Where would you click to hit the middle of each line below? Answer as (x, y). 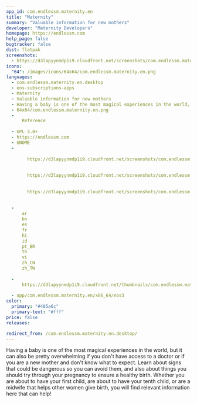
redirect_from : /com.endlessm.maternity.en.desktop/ (72, 333)
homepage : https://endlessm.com (45, 33)
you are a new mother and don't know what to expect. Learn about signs (94, 362)
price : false (22, 317)
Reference (33, 121)
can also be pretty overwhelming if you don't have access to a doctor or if (95, 357)
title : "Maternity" (30, 17)
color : (14, 301)
